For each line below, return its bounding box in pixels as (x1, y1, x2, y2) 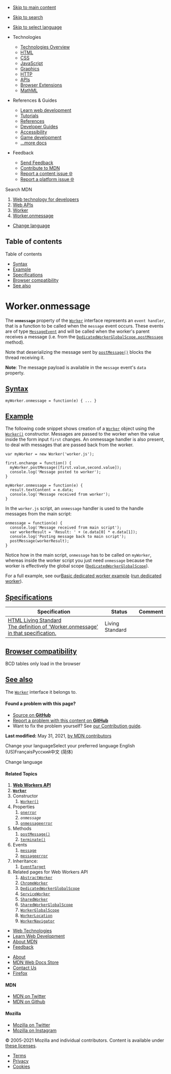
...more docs (20, 140, 47, 146)
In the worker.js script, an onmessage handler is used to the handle (5, 506, 144, 512)
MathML (20, 87, 38, 94)
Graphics (20, 66, 40, 72)
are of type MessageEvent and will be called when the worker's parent (5, 328, 150, 334)
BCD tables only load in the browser (5, 660, 81, 667)
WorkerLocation (20, 913, 52, 919)
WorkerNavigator (20, 919, 55, 924)
